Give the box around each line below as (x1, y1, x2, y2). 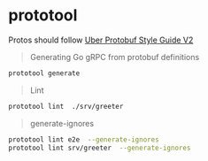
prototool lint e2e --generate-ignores (8, 134, 160, 144)
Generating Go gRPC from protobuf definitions (29, 51, 200, 62)
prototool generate (8, 68, 81, 78)
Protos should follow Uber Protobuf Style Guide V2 (8, 34, 194, 45)
